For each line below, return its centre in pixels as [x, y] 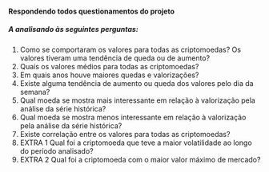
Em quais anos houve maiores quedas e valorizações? [109, 75]
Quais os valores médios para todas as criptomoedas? [109, 66]
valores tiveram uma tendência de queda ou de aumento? [115, 58]
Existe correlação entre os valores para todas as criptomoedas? [125, 134]
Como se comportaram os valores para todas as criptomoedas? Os [130, 49]
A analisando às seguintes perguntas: [73, 29]
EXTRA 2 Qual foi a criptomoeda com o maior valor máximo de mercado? [140, 159]
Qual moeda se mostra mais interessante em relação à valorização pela [138, 100]
